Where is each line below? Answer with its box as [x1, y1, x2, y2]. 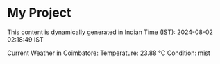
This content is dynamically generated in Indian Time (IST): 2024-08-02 [7, 28, 214, 36]
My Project [7, 5, 71, 21]
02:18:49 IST [7, 35, 44, 43]
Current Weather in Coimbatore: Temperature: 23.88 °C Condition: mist [7, 49, 210, 57]
